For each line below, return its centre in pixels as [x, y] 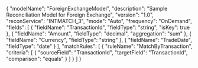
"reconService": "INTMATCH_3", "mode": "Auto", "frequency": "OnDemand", [99, 21]
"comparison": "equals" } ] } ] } [44, 59]
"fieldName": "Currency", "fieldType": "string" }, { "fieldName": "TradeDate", [99, 40]
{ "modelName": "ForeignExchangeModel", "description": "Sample [87, 9]
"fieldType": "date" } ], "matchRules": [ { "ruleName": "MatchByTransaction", [99, 46]
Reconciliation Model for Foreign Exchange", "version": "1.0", [80, 15]
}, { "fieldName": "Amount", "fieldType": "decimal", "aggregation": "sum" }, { [99, 34]
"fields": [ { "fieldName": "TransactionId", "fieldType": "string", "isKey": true [98, 27]
